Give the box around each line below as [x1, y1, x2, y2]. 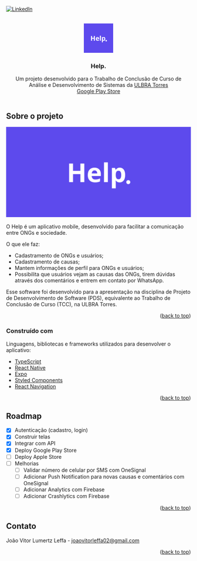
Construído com [6, 327, 53, 335]
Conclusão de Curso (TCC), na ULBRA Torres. [6, 301, 117, 308]
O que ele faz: [6, 241, 40, 248]
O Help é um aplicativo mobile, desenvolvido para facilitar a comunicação [6, 223, 184, 230]
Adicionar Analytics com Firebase [23, 486, 105, 493]
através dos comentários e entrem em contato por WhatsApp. [14, 277, 164, 284]
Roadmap [6, 411, 42, 421]
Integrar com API [14, 440, 56, 447]
